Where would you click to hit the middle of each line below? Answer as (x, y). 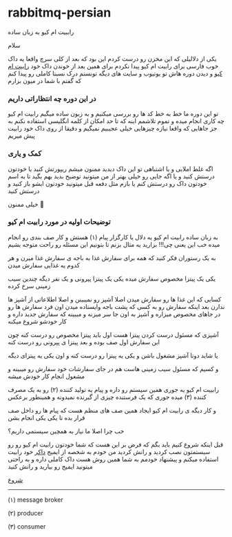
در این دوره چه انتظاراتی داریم (52, 98)
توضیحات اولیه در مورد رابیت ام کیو (59, 222)
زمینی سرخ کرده (29, 285)
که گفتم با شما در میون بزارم (45, 80)
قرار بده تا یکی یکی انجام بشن (46, 417)
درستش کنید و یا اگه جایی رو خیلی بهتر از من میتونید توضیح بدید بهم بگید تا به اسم (112, 176)
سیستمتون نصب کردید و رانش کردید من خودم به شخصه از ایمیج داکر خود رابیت (109, 451)
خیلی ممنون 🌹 (26, 204)
